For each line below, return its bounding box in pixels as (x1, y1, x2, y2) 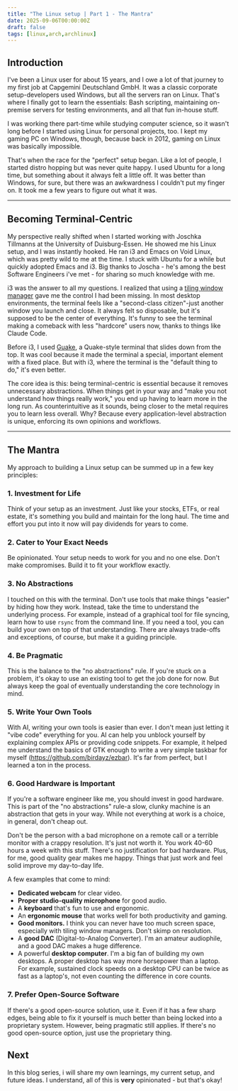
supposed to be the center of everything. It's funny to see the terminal (7, 313, 212, 322)
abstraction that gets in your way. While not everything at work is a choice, (7, 810, 225, 818)
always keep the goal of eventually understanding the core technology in (7, 682, 220, 690)
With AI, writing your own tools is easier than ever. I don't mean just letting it (7, 723, 229, 732)
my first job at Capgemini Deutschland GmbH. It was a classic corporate (7, 83, 218, 92)
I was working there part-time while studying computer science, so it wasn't (7, 119, 229, 128)
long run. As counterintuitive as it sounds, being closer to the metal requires (7, 402, 229, 410)
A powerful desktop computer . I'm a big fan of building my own (17, 950, 204, 958)
